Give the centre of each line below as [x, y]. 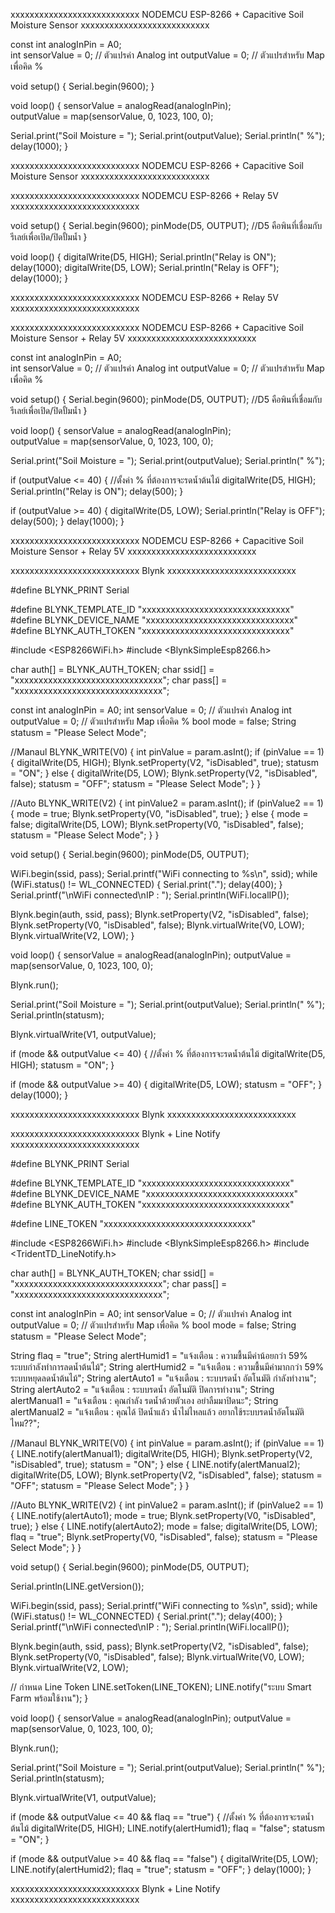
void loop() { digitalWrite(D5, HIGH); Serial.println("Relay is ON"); [143, 257]
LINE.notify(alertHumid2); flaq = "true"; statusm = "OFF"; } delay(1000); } [161, 1869]
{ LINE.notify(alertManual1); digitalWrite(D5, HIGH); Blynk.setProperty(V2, [161, 1453]
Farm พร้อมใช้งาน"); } [49, 1698]
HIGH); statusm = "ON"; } [62, 1065]
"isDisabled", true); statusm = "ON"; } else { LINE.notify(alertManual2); [155, 1464]
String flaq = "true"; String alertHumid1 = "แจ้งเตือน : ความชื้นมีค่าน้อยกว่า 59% [159, 1355]
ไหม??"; [25, 1423]
